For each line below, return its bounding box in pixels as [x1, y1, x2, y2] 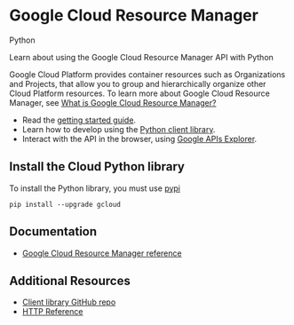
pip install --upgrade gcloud [9, 200, 122, 209]
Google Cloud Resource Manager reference [21, 248, 182, 258]
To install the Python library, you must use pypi [9, 183, 180, 194]
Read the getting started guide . [21, 115, 136, 125]
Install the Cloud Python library [9, 159, 185, 174]
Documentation [9, 224, 98, 240]
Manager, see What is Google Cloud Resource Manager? [9, 97, 217, 107]
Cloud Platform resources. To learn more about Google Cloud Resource [9, 88, 271, 99]
